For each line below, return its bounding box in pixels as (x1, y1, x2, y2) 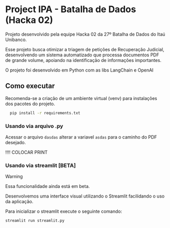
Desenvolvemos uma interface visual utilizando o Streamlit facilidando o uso (5, 193, 165, 199)
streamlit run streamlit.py (5, 218, 65, 223)
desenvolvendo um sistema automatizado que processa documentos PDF (5, 52, 159, 58)
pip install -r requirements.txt (10, 110, 81, 115)
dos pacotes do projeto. (5, 101, 55, 107)
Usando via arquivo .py (5, 122, 63, 129)
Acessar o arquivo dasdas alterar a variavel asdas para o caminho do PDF (5, 134, 157, 140)
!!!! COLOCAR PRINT (5, 149, 48, 155)
